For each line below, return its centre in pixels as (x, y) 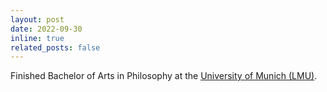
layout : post (37, 19)
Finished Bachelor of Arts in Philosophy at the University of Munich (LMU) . (164, 76)
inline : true (37, 38)
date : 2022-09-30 (46, 29)
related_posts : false (55, 47)
